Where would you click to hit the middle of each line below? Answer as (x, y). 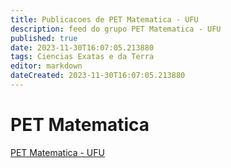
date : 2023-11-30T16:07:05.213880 (82, 47)
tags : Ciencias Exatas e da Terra (82, 57)
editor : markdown (46, 66)
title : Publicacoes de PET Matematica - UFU (104, 19)
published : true (44, 38)
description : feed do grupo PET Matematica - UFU (116, 29)
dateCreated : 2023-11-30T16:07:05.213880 (98, 76)
